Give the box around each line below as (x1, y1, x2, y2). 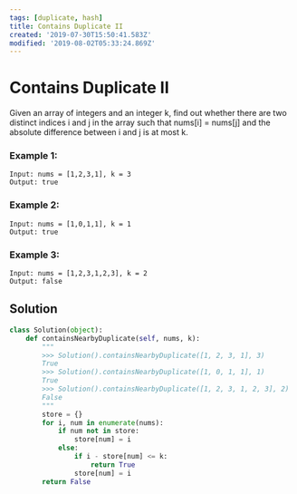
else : (57, 443, 79, 453)
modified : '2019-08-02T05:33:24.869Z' (9, 38, 156, 48)
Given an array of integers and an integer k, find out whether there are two (9, 108, 287, 119)
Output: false (9, 277, 63, 286)
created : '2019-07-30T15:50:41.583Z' (9, 30, 152, 39)
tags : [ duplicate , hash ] (9, 13, 103, 23)
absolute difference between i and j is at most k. (9, 127, 188, 138)
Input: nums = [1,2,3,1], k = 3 (9, 170, 131, 179)
